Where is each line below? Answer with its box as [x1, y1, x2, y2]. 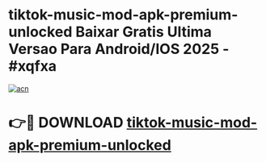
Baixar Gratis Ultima [75, 23, 213, 41]
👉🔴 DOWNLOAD [8, 114, 124, 132]
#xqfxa [8, 57, 57, 76]
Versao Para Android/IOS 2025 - [8, 40, 230, 58]
